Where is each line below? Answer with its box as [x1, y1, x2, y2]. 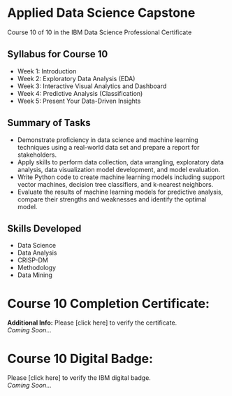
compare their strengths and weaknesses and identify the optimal [17, 195, 207, 204]
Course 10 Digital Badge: [7, 351, 154, 367]
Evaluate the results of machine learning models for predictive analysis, [17, 188, 224, 196]
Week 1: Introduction [17, 66, 77, 75]
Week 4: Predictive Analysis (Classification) [17, 89, 143, 97]
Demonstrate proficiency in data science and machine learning [17, 135, 198, 144]
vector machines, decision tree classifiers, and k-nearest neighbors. [17, 180, 214, 188]
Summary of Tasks [7, 117, 91, 129]
